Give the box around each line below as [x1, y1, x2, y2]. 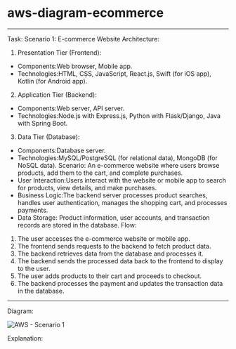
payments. [17, 206, 48, 214]
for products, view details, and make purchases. [17, 183, 157, 192]
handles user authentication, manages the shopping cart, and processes [17, 198, 228, 206]
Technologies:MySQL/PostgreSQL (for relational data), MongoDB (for [17, 153, 218, 162]
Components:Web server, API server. [17, 104, 125, 112]
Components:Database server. [17, 146, 106, 154]
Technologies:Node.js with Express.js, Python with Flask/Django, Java [17, 111, 221, 120]
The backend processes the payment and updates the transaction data [17, 279, 223, 287]
